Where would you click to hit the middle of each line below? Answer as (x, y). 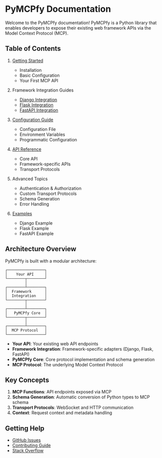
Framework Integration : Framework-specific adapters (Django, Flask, (83, 349)
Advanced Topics (30, 179)
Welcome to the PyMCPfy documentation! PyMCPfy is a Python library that (81, 23)
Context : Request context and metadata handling (62, 413)
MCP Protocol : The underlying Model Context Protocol (68, 364)
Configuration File (38, 129)
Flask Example (34, 228)
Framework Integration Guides (43, 90)
